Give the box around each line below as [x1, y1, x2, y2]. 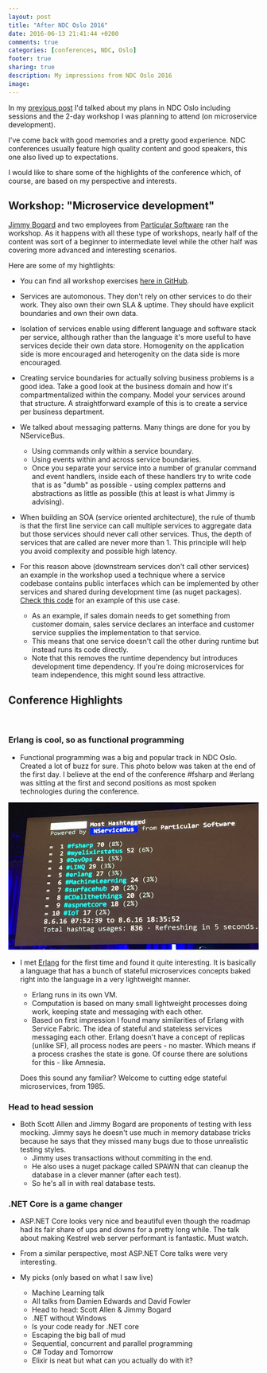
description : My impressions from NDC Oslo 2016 [8, 72, 172, 80]
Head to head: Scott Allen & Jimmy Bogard [31, 1305, 172, 1315]
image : [8, 80, 30, 88]
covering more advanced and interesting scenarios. [8, 245, 177, 255]
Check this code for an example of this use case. [19, 595, 180, 605]
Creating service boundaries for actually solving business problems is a [19, 373, 254, 383]
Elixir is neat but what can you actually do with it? [31, 1355, 193, 1365]
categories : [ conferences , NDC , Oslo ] [8, 46, 137, 55]
